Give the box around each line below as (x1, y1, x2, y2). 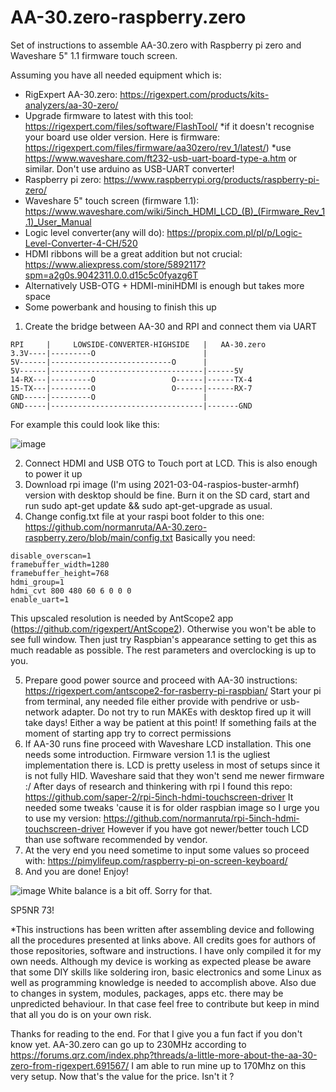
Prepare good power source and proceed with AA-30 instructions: (24, 674, 298, 686)
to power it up (24, 467, 83, 480)
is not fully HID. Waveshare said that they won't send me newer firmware (24, 769, 325, 781)
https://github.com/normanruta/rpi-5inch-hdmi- (103, 812, 300, 824)
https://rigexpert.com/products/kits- (119, 88, 270, 100)
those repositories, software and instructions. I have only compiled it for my (10, 944, 322, 956)
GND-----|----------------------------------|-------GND (10, 401, 253, 411)
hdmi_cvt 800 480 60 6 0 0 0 (10, 586, 132, 596)
